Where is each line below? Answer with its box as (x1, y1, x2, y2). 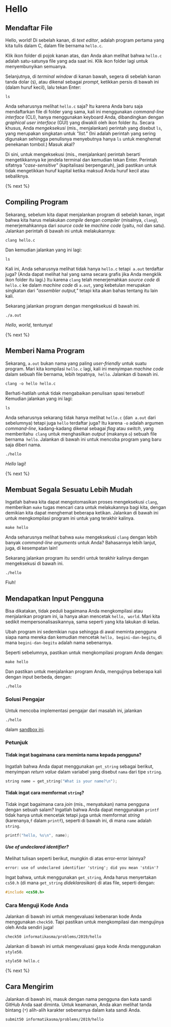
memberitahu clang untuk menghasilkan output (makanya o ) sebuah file (5, 430, 157, 437)
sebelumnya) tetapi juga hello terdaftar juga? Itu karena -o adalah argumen (5, 420, 164, 426)
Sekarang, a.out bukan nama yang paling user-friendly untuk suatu (5, 360, 147, 366)
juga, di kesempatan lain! (5, 545, 58, 551)
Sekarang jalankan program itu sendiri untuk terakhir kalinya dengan (5, 555, 149, 561)
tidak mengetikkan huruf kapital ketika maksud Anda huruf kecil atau (5, 168, 150, 173)
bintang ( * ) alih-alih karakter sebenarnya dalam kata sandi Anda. (5, 1006, 141, 1013)
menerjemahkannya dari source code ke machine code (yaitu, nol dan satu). (5, 222, 166, 228)
